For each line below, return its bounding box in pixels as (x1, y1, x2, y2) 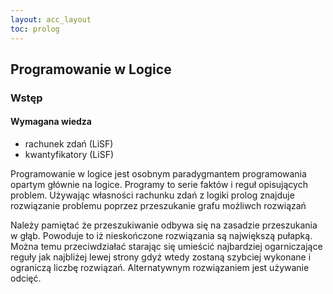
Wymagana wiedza (10, 116, 92, 128)
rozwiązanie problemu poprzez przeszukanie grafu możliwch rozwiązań (10, 200, 307, 212)
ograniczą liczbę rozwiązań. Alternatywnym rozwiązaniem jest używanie (10, 262, 310, 274)
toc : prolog (10, 24, 60, 34)
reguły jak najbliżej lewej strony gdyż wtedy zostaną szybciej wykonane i (10, 251, 312, 263)
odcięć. (10, 272, 42, 285)
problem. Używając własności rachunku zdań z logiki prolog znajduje (10, 189, 295, 201)
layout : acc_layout (10, 14, 92, 25)
